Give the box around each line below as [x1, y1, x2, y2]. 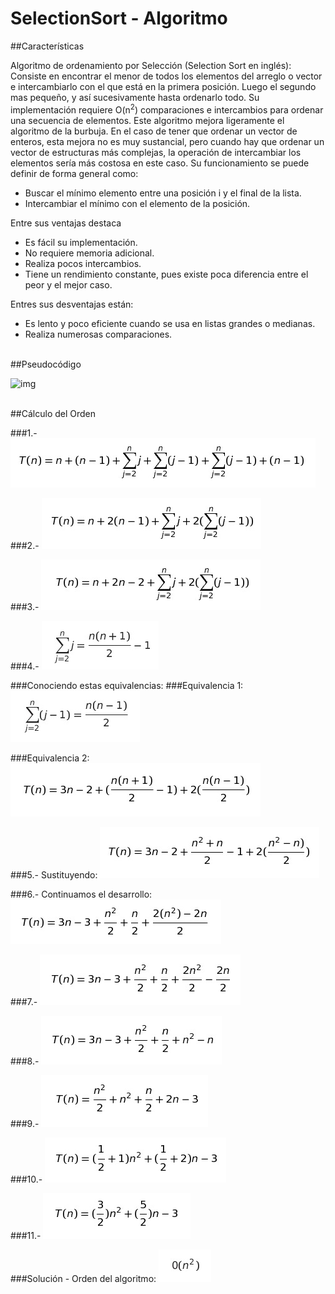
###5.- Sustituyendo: [10, 868, 98, 881]
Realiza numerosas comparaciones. [24, 328, 173, 340]
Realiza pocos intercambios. [24, 257, 142, 269]
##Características [10, 40, 85, 52]
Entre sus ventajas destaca [10, 217, 122, 229]
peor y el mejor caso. [24, 278, 113, 291]
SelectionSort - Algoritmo [10, 7, 228, 30]
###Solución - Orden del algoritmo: [10, 1272, 157, 1284]
